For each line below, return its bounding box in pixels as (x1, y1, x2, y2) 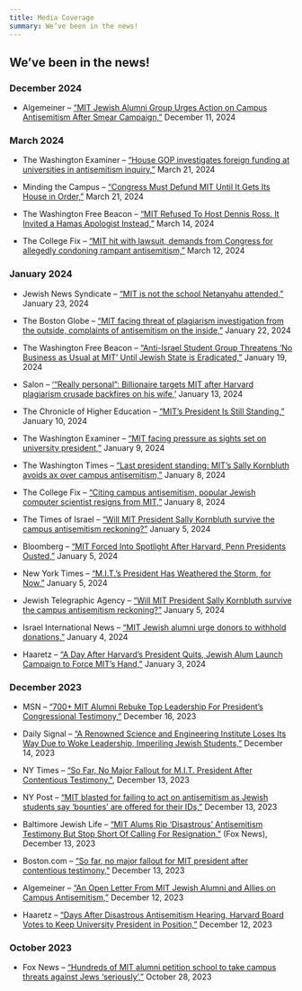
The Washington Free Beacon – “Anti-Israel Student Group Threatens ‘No (22, 342, 293, 353)
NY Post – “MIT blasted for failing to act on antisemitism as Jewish (22, 792, 269, 803)
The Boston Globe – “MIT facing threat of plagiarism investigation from (22, 315, 285, 326)
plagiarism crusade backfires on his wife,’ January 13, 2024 (22, 388, 244, 399)
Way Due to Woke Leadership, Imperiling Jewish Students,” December (22, 738, 283, 749)
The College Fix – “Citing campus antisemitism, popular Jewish (22, 487, 256, 498)
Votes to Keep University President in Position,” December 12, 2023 (22, 919, 272, 930)
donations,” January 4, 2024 (22, 631, 129, 642)
